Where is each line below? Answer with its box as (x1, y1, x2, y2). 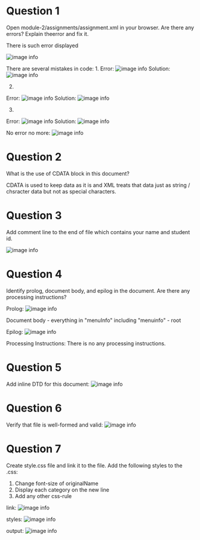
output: (6, 527, 24, 534)
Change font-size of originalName (14, 480, 99, 487)
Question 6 (6, 401, 62, 415)
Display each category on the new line (14, 486, 109, 493)
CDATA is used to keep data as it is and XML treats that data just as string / (6, 181, 190, 189)
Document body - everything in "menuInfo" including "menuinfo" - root (6, 317, 181, 324)
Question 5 (6, 360, 62, 374)
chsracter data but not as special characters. (6, 188, 116, 195)
